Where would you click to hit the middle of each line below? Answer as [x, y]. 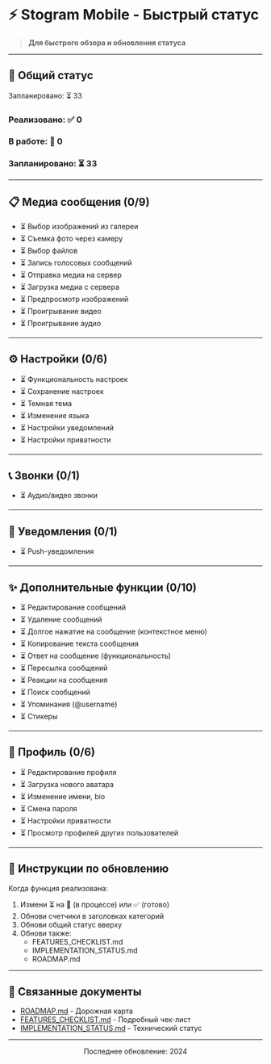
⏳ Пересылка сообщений [64, 668]
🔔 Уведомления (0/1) [63, 532]
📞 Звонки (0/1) [44, 475]
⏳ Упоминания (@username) [69, 704]
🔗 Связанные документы [75, 992]
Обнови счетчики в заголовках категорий [92, 915]
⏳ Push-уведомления [57, 551]
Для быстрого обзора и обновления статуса [107, 42]
